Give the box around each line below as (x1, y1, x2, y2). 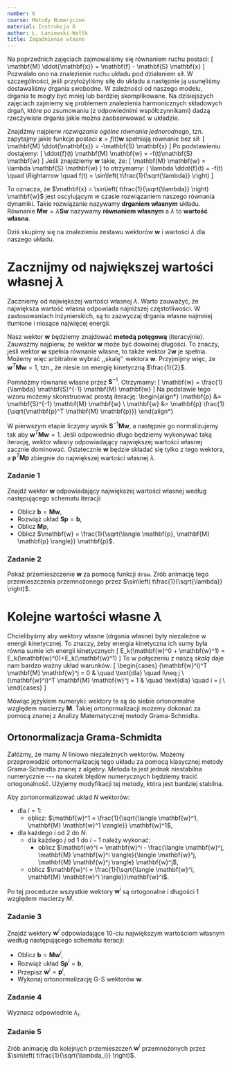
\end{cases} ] (7, 683, 46, 692)
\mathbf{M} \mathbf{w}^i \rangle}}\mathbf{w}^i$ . (27, 873, 170, 881)
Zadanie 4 (7, 993, 42, 1002)
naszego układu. (7, 235, 55, 243)
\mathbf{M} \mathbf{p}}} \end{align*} (65, 407, 174, 416)
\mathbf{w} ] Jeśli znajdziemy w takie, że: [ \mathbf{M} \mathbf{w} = (7, 157, 206, 165)
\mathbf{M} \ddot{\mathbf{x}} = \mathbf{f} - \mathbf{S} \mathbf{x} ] (7, 62, 206, 71)
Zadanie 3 (7, 912, 42, 922)
